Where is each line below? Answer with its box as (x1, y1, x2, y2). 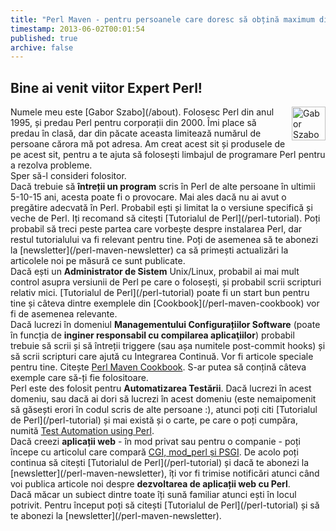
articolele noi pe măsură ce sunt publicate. (10, 255, 186, 267)
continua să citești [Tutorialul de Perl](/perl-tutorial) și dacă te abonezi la (10, 457, 310, 469)
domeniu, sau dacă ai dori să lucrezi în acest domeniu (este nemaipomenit (10, 393, 317, 405)
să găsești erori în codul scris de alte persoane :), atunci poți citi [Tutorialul (10, 404, 318, 416)
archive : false (10, 42, 74, 53)
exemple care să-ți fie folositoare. (10, 372, 149, 384)
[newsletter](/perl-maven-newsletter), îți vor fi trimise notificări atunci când (10, 467, 320, 480)
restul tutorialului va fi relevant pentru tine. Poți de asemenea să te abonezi (10, 234, 319, 246)
